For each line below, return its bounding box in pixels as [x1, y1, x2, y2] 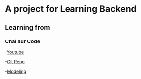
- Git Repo [5, 58, 25, 65]
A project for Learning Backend [5, 3, 137, 15]
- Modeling [5, 68, 26, 74]
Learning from [5, 23, 51, 32]
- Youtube [5, 49, 24, 55]
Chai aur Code [5, 38, 41, 45]
